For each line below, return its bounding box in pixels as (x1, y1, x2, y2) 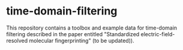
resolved (6, 37, 28, 44)
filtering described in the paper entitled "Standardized (6, 30, 140, 37)
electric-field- (140, 30, 175, 37)
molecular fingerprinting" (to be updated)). (29, 37, 134, 44)
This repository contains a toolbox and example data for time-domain (6, 24, 178, 31)
